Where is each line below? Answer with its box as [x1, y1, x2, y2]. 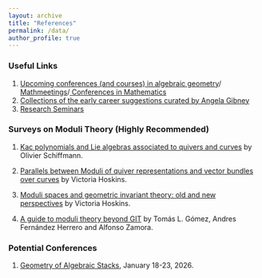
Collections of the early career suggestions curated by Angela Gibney [19, 95, 250, 105]
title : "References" [8, 19, 77, 27]
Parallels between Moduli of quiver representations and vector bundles [19, 165, 254, 176]
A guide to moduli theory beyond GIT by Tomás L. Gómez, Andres [19, 213, 237, 224]
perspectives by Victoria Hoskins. [19, 198, 131, 208]
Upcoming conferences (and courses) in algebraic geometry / [19, 78, 222, 88]
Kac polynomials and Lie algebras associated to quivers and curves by [19, 141, 252, 152]
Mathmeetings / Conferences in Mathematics [19, 87, 167, 97]
